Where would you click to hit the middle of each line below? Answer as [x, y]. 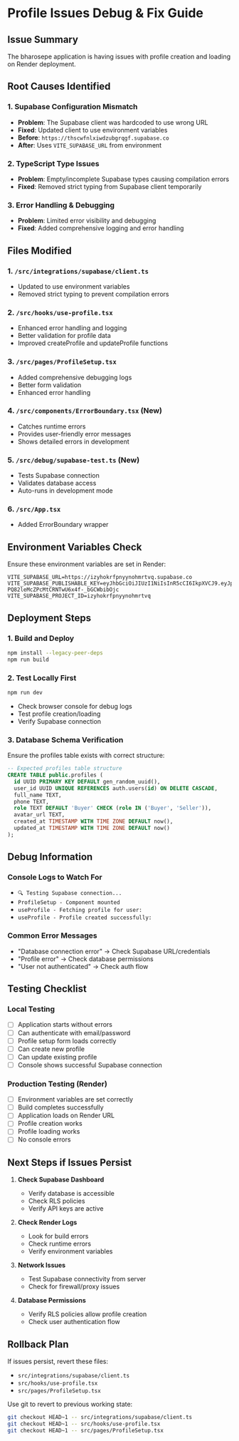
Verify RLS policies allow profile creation [87, 1314]
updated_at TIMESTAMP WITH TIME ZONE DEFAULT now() [92, 829]
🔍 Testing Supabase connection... [70, 893]
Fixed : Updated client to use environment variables [92, 130]
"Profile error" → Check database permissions [86, 959]
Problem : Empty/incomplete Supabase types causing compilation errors [123, 179]
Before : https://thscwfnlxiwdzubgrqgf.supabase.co [93, 138]
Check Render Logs [47, 1222]
